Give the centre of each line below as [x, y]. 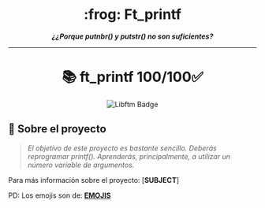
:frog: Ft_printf [132, 15]
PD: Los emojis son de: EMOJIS [60, 195]
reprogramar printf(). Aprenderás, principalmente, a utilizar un [129, 156]
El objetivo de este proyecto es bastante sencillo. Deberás [122, 148]
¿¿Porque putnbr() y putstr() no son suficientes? [132, 36]
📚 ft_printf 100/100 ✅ [132, 77]
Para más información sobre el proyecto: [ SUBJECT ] [94, 180]
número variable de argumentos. [81, 165]
